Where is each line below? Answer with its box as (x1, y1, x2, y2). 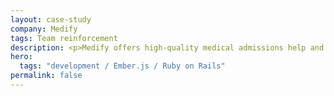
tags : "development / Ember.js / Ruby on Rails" (19, 61, 226, 71)
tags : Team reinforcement (10, 33, 118, 43)
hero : (10, 52, 33, 62)
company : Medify (10, 24, 78, 34)
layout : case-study (10, 14, 92, 25)
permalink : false (10, 71, 83, 81)
